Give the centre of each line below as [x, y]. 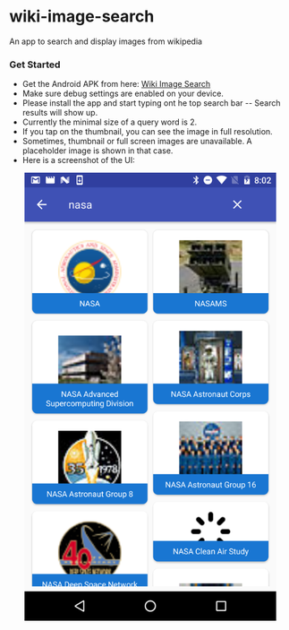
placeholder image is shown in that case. [98, 151]
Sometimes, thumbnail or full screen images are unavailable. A [137, 142]
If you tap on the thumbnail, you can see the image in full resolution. [147, 132]
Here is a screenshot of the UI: [79, 160]
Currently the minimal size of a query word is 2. [110, 122]
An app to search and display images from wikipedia [106, 41]
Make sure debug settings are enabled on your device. [123, 94]
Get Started [35, 65]
